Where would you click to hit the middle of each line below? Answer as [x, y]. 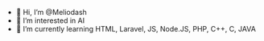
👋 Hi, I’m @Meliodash [51, 12]
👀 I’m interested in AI [50, 20]
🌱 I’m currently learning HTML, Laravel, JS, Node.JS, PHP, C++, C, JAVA [136, 29]
